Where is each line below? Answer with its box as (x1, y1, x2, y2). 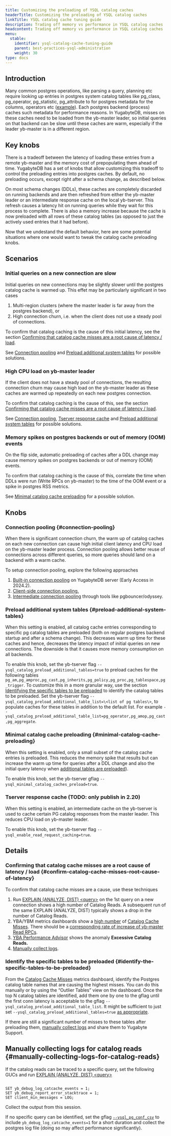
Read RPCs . (12, 929, 38, 935)
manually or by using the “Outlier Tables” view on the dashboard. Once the (5, 987, 162, 993)
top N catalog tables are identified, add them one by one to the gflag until (5, 992, 160, 999)
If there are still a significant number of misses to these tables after (5, 1019, 146, 1025)
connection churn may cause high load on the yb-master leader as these (5, 384, 159, 391)
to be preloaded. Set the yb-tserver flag (5, 693, 89, 699)
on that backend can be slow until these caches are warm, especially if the (5, 120, 162, 127)
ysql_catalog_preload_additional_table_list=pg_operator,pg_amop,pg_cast (5, 714, 166, 719)
